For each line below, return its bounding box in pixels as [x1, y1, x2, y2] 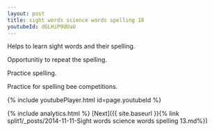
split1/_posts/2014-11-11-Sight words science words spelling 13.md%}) [7, 117, 208, 125]
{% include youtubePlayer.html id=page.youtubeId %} [7, 96, 162, 104]
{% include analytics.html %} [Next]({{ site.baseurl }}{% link [7, 109, 179, 118]
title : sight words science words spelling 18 [7, 17, 145, 24]
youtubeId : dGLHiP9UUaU [7, 23, 76, 30]
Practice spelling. [7, 69, 57, 77]
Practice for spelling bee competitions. [7, 83, 118, 91]
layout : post [7, 10, 45, 17]
